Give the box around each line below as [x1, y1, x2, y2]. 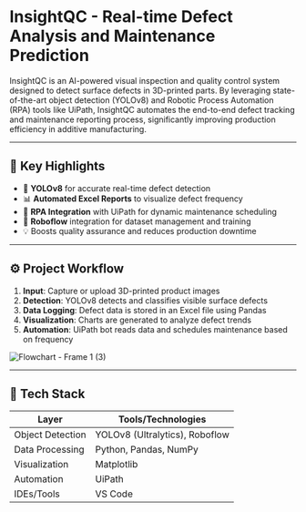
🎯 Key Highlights [9, 159, 106, 174]
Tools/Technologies [117, 413, 207, 425]
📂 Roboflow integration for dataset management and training [22, 216, 251, 227]
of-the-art [9, 94, 47, 106]
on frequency [22, 333, 74, 344]
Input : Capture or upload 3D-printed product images [22, 285, 220, 296]
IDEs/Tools [14, 487, 61, 500]
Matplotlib [95, 458, 138, 471]
